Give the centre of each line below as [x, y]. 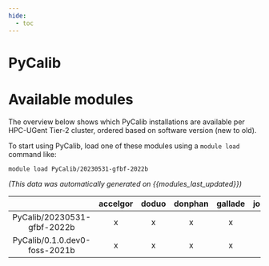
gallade [231, 204]
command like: [32, 154]
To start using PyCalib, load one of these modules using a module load [124, 146]
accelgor [116, 204]
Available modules [71, 99]
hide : [17, 16]
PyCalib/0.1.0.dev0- [52, 240]
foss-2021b [52, 250]
